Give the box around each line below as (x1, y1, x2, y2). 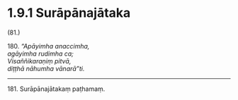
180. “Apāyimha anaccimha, (7, 42, 90, 50)
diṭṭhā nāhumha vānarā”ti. (7, 64, 85, 73)
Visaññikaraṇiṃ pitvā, (7, 56, 72, 65)
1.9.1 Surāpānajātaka (7, 5, 131, 21)
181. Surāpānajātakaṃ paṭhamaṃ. (7, 85, 106, 93)
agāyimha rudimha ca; (7, 49, 74, 58)
